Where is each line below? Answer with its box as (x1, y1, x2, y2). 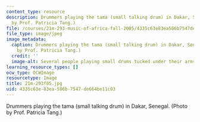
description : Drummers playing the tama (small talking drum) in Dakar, (6, 14, 190, 20)
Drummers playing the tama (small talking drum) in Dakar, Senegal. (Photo (6, 102, 188, 110)
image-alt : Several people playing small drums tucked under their (11, 58, 183, 64)
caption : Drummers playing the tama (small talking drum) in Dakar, (11, 42, 185, 48)
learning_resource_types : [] (6, 64, 79, 70)
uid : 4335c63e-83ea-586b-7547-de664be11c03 (6, 86, 116, 92)
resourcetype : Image (6, 75, 58, 81)
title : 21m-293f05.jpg (6, 81, 62, 87)
